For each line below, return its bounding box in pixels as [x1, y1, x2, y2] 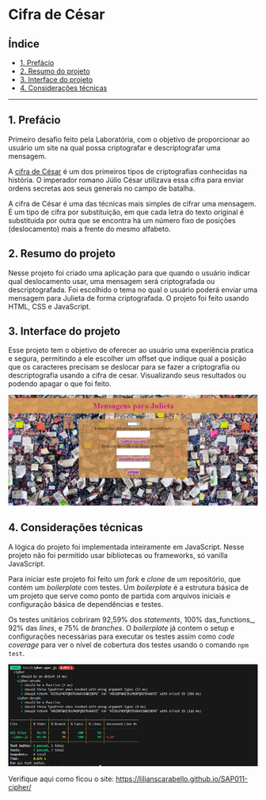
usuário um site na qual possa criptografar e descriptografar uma [8, 142, 221, 152]
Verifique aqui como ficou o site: [8, 774, 115, 783]
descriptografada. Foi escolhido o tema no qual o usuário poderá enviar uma [8, 285, 258, 294]
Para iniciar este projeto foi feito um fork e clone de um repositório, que [8, 574, 241, 583]
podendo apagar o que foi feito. [8, 379, 112, 389]
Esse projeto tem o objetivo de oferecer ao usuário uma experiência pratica [8, 346, 254, 355]
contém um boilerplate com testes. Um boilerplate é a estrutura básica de [8, 582, 249, 592]
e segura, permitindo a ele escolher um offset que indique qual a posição [8, 354, 247, 363]
